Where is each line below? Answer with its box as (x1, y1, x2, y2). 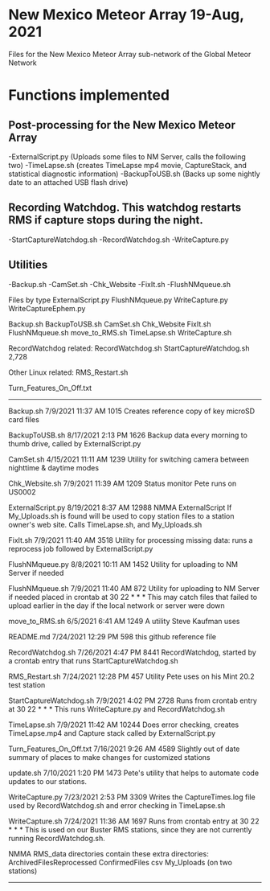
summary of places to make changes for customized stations (8, 752, 211, 762)
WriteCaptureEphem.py (8, 303, 86, 313)
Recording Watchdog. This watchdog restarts (8, 201, 242, 215)
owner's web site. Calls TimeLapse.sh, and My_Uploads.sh (8, 519, 202, 529)
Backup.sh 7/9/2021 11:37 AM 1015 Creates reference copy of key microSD (8, 406, 256, 416)
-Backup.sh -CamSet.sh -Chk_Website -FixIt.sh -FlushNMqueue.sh (8, 279, 231, 289)
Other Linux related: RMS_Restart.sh (8, 367, 129, 377)
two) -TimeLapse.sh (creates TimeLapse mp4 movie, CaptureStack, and (8, 160, 247, 170)
